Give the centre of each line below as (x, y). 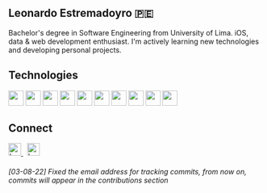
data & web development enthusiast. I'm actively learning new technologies (134, 41)
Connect (31, 128)
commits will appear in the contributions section (88, 180)
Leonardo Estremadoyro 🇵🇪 (81, 13)
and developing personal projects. (65, 50)
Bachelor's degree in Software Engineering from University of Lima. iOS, (128, 32)
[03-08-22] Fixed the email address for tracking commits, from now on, (128, 172)
